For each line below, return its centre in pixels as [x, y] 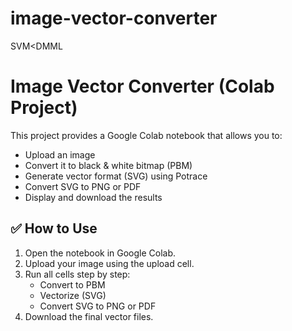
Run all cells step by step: [77, 274]
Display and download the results [93, 197]
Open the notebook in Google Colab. [100, 253]
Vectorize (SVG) [73, 295]
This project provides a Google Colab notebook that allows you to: [146, 135]
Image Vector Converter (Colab [142, 86]
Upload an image [60, 154]
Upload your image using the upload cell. [109, 263]
